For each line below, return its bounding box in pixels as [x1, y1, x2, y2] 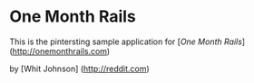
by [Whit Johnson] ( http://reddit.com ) [9, 63, 150, 74]
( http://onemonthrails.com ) [9, 45, 111, 56]
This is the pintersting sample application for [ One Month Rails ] [9, 36, 246, 47]
